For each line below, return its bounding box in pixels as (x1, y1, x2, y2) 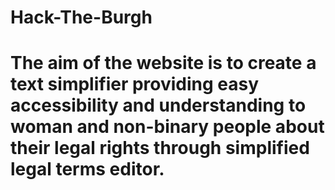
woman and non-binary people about (10, 116, 325, 138)
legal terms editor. (10, 158, 165, 181)
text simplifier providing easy (10, 73, 260, 96)
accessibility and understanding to (10, 94, 307, 117)
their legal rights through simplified (10, 137, 310, 160)
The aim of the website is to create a (10, 52, 317, 75)
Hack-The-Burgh (10, 6, 153, 29)
